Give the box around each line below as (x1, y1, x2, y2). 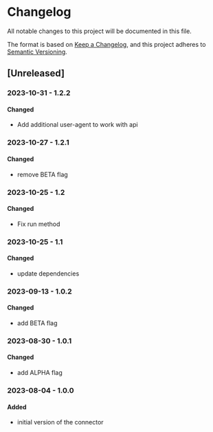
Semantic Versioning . (7, 48, 67, 56)
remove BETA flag (16, 170, 69, 178)
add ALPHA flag (16, 369, 63, 377)
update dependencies (16, 269, 80, 278)
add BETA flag (16, 318, 58, 327)
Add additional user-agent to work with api (16, 121, 139, 129)
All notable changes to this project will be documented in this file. (7, 27, 192, 35)
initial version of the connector (16, 418, 104, 426)
